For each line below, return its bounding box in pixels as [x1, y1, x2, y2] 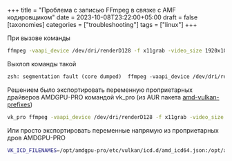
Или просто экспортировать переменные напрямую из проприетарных [7, 126, 219, 134]
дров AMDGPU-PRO [7, 133, 66, 142]
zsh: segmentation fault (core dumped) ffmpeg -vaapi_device [7, 73, 190, 80]
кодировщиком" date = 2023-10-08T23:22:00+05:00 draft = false [7, 13, 198, 21]
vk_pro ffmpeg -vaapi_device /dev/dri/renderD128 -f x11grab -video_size [7, 113, 224, 120]
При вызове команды [7, 34, 71, 42]
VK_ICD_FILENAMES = [7, 146, 60, 154]
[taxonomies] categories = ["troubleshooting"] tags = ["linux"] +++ [7, 21, 197, 28]
